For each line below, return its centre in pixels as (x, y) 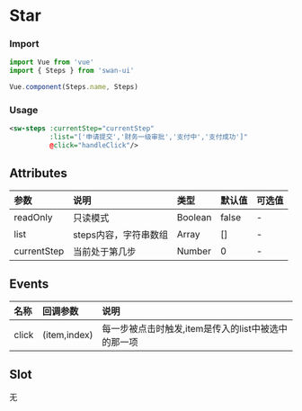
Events (29, 284)
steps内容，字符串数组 (121, 235)
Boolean (194, 217)
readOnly (33, 217)
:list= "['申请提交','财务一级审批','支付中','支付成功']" (149, 137)
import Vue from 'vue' (52, 63)
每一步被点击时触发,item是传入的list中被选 (190, 328)
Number (194, 251)
